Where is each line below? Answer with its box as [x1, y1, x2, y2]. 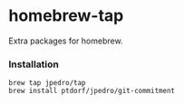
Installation [8, 58, 60, 71]
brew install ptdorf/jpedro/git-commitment [8, 87, 176, 96]
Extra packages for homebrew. [8, 35, 123, 46]
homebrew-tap [8, 5, 124, 26]
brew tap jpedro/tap [8, 79, 87, 88]
